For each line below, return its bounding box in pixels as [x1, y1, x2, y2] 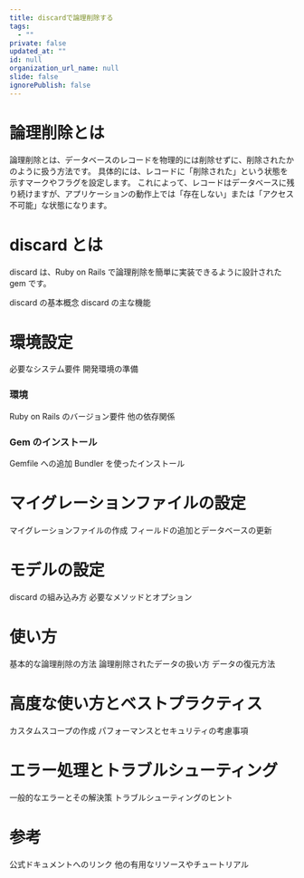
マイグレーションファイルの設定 [9, 493, 247, 514]
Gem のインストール [9, 436, 98, 449]
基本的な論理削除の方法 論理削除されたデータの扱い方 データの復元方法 [9, 658, 276, 669]
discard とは [9, 235, 103, 255]
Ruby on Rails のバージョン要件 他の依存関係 [9, 410, 176, 421]
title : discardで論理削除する [9, 13, 114, 23]
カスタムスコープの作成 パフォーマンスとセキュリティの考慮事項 [9, 725, 249, 736]
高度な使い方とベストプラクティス [9, 694, 262, 714]
